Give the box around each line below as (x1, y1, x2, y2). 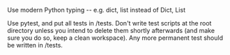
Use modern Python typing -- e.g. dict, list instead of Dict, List (7, 6, 186, 14)
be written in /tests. (7, 41, 63, 49)
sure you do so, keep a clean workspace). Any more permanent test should (7, 34, 223, 42)
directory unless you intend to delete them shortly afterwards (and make (7, 27, 215, 34)
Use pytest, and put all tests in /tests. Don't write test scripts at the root (7, 19, 212, 27)
